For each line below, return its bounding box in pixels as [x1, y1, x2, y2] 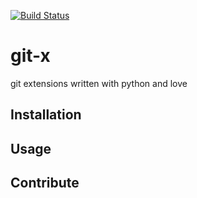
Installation [10, 106, 82, 124]
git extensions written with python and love [10, 77, 188, 89]
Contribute [10, 175, 80, 192]
